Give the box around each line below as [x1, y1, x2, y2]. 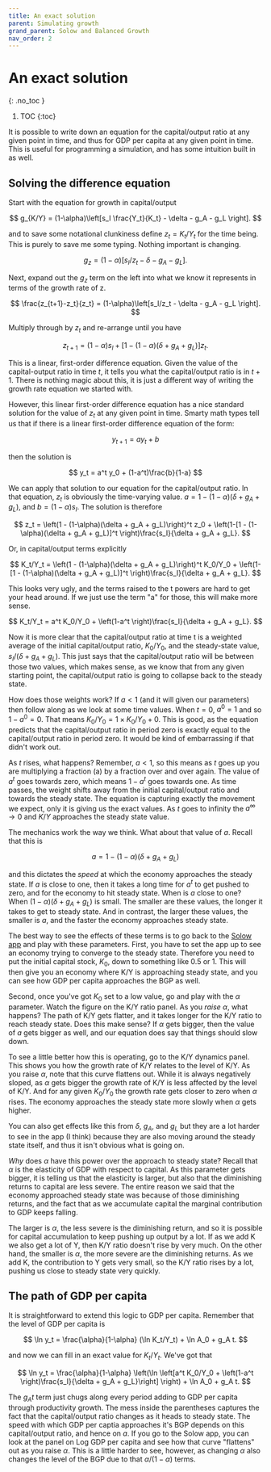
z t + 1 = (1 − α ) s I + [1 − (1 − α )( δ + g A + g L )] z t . [62, 341, 209, 352]
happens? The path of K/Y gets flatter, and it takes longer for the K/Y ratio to [8, 1011, 262, 1021]
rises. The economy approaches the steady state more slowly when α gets [8, 1097, 256, 1106]
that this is [8, 837, 43, 846]
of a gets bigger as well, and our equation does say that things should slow [8, 1028, 258, 1038]
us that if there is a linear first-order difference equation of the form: [8, 418, 235, 428]
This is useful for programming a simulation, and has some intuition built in [8, 145, 256, 154]
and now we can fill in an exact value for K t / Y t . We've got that [8, 1350, 212, 1362]
